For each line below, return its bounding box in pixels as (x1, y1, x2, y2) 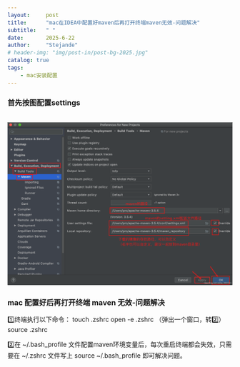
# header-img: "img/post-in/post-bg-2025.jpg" (7, 49, 149, 56)
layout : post (7, 11, 59, 19)
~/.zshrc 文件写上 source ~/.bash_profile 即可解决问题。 (21, 351, 187, 360)
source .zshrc (7, 325, 48, 333)
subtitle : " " (7, 26, 56, 34)
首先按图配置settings (7, 97, 81, 107)
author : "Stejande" (7, 41, 79, 49)
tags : (7, 64, 24, 71)
